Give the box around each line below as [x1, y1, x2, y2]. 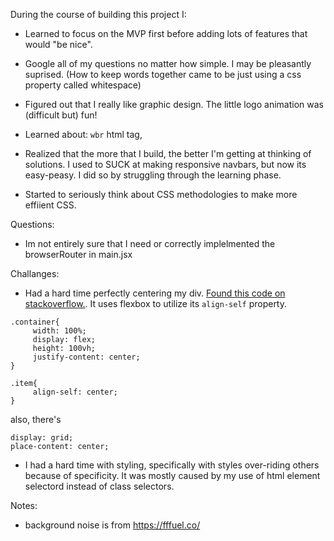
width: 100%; [32, 326, 87, 336]
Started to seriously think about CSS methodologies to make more [24, 189, 298, 200]
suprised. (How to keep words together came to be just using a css [24, 69, 302, 80]
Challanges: [10, 268, 60, 279]
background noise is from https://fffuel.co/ [24, 519, 201, 531]
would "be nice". [24, 39, 93, 50]
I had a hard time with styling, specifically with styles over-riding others [24, 459, 320, 471]
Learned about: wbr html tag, [24, 129, 143, 140]
